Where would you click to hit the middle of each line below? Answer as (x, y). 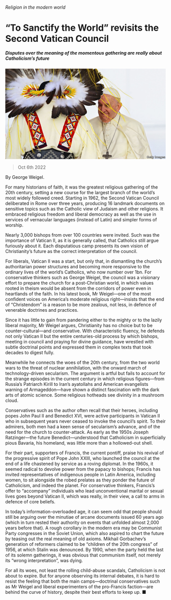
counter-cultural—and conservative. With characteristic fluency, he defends (85, 331)
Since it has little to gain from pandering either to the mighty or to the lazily (84, 320)
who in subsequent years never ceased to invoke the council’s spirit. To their (85, 421)
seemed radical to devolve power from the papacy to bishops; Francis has (83, 469)
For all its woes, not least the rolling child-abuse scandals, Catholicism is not (85, 570)
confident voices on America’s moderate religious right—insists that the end (85, 299)
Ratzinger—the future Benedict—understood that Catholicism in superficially (85, 437)
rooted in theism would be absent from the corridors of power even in (78, 288)
